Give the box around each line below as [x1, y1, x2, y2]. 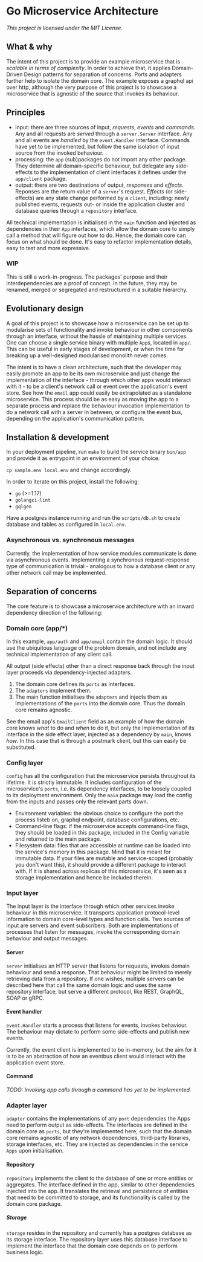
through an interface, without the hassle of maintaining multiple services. [6, 332, 188, 340]
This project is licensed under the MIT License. [6, 24, 123, 31]
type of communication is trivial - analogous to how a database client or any [6, 562, 196, 569]
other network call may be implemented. [6, 569, 107, 576]
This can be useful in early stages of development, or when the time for [6, 345, 184, 352]
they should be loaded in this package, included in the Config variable [14, 829, 189, 836]
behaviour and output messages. [6, 935, 89, 942]
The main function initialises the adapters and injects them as [14, 693, 168, 701]
